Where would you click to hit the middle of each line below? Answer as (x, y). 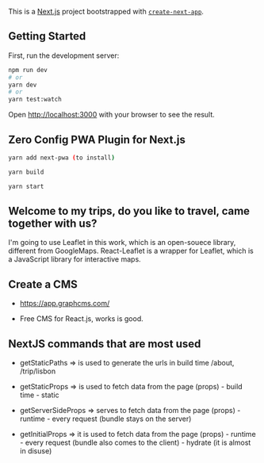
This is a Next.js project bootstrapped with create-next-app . (106, 11)
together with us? (53, 224)
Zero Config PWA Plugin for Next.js (97, 139)
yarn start (26, 186)
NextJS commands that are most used (105, 344)
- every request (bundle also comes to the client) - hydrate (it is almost (135, 442)
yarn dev (23, 85)
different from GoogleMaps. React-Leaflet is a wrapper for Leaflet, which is (131, 251)
